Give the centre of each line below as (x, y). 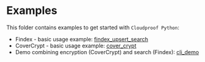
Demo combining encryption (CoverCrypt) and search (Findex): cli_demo (107, 52)
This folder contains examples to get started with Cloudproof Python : (93, 27)
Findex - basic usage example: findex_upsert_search (82, 39)
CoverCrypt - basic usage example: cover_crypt (76, 46)
